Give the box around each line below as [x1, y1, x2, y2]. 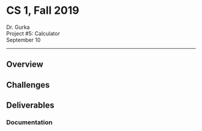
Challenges [6, 79, 50, 90]
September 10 [6, 36, 41, 43]
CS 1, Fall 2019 [6, 4, 79, 17]
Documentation [6, 118, 53, 127]
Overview [6, 59, 44, 70]
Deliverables [6, 100, 55, 111]
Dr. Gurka [6, 23, 30, 31]
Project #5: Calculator [6, 29, 60, 37]
